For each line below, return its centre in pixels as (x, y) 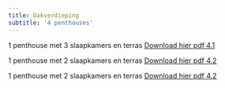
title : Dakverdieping (44, 15)
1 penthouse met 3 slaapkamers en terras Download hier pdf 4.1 (112, 45)
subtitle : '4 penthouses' (51, 23)
